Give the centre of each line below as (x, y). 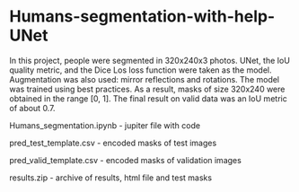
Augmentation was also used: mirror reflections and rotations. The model (145, 79)
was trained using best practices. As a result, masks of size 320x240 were (147, 89)
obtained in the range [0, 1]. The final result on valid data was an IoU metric (148, 98)
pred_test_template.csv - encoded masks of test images (113, 143)
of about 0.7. (32, 108)
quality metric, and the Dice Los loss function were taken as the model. (141, 70)
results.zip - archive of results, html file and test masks (111, 178)
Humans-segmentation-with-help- (142, 17)
